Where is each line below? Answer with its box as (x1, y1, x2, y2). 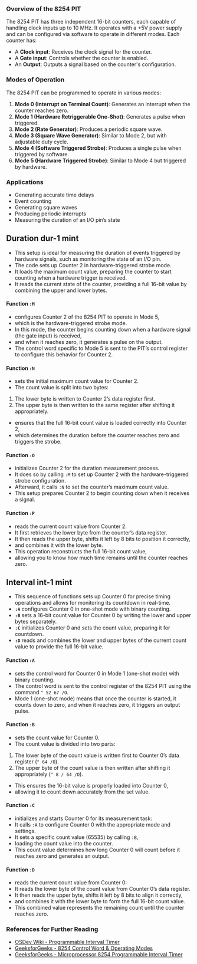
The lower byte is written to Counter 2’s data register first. (14, 395, 155, 402)
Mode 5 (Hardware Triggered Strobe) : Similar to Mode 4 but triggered (14, 157, 186, 164)
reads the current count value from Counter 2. (14, 523, 127, 530)
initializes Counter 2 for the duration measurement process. (14, 465, 160, 472)
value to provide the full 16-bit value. (14, 643, 104, 650)
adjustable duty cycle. (14, 138, 69, 145)
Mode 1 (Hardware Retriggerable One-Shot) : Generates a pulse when (14, 113, 186, 120)
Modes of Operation (6, 76, 65, 84)
